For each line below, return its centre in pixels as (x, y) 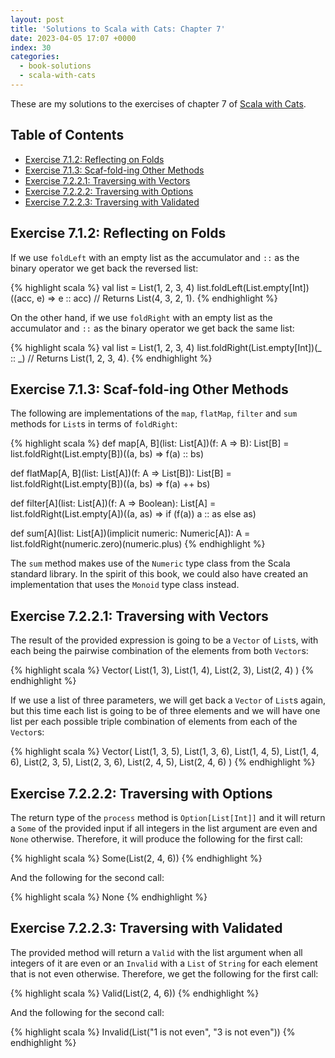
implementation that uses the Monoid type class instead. (125, 585)
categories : (35, 57)
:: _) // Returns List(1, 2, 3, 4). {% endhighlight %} (111, 358)
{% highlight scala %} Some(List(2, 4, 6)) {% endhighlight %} (136, 858)
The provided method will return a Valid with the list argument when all (156, 952)
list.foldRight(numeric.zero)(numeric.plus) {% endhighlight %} (138, 544)
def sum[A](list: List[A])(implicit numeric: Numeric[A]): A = (130, 533)
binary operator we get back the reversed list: (104, 268)
